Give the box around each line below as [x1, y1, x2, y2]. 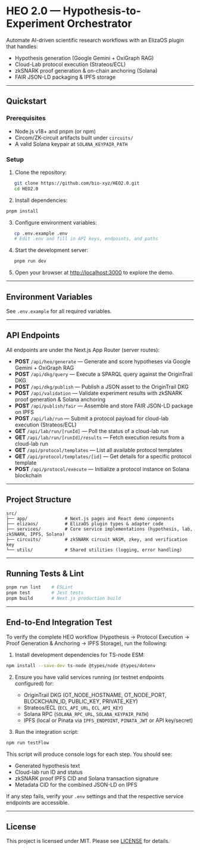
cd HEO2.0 [14, 186, 39, 192]
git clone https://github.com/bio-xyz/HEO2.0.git [14, 180, 140, 186]
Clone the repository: [14, 169, 67, 176]
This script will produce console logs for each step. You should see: [6, 751, 173, 758]
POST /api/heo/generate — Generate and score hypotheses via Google [14, 357, 191, 365]
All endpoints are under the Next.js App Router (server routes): [6, 346, 160, 353]
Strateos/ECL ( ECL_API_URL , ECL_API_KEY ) [23, 704, 123, 711]
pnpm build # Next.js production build [6, 596, 121, 602]
